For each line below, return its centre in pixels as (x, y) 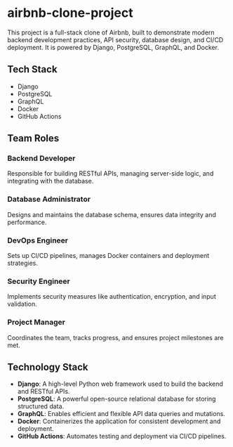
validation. (22, 304)
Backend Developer (41, 158)
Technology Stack (48, 367)
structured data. (41, 406)
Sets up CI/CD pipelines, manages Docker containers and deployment (108, 256)
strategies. (23, 263)
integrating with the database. (51, 181)
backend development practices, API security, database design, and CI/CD (115, 39)
